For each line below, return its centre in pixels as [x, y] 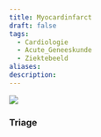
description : [33, 75]
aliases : [25, 67]
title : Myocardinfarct [50, 17]
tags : [19, 34]
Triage [23, 122]
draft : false [33, 26]
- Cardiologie [43, 42]
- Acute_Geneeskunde [54, 50]
